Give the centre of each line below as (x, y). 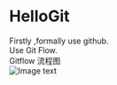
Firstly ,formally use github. (59, 41)
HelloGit (39, 16)
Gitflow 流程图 (35, 60)
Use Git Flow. (33, 50)
